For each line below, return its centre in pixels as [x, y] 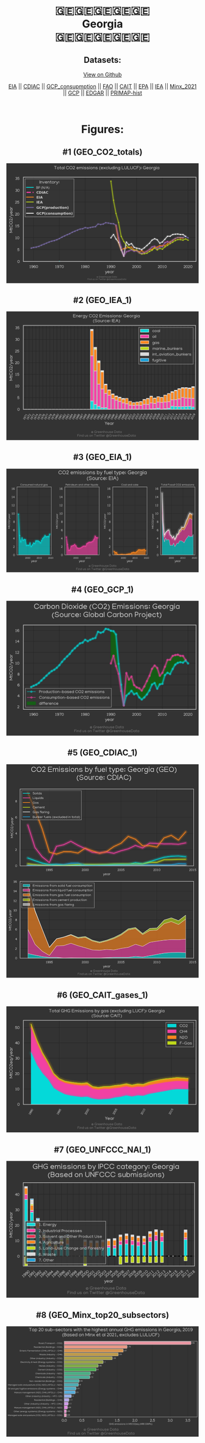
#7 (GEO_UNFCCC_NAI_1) [103, 1149]
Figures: [103, 130]
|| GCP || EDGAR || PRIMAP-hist [103, 93]
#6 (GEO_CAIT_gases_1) [103, 995]
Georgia [103, 24]
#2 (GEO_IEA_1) [103, 300]
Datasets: [103, 60]
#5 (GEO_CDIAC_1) [103, 753]
